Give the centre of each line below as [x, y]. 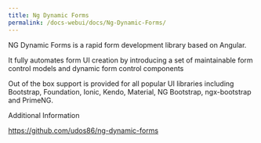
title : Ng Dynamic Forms [49, 15]
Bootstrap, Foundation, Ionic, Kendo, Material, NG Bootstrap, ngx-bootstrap [130, 91]
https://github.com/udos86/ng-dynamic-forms [83, 130]
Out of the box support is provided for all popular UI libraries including [121, 84]
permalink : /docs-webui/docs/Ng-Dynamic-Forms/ [87, 23]
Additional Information [44, 115]
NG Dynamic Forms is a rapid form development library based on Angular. [127, 45]
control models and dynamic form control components [96, 68]
